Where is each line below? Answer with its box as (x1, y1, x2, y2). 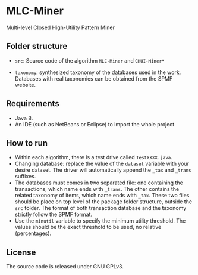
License (6, 247, 36, 257)
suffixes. (14, 173, 36, 180)
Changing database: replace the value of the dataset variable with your (14, 160, 189, 168)
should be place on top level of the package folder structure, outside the (14, 198, 192, 205)
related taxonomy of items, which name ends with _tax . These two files (14, 192, 190, 199)
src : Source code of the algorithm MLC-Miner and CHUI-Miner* (14, 57, 165, 64)
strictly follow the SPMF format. (14, 211, 93, 218)
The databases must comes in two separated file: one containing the (14, 179, 183, 186)
